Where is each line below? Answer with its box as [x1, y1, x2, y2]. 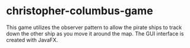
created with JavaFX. [6, 36, 58, 43]
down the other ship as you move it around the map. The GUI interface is [6, 30, 184, 37]
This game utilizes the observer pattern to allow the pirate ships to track [6, 24, 182, 31]
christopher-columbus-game [6, 4, 153, 18]
